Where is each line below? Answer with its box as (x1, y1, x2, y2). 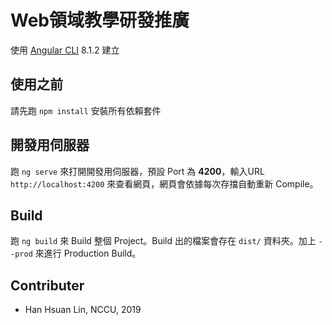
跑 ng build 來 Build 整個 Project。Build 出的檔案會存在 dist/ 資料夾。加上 (10, 235, 317, 247)
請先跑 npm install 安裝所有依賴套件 (10, 104, 162, 116)
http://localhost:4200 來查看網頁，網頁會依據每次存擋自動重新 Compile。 (10, 177, 319, 190)
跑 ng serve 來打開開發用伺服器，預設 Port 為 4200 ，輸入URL (10, 165, 265, 177)
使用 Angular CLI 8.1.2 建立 (10, 44, 120, 56)
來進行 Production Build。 (34, 247, 142, 260)
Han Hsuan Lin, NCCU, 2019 (24, 304, 142, 316)
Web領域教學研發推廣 (10, 9, 190, 32)
